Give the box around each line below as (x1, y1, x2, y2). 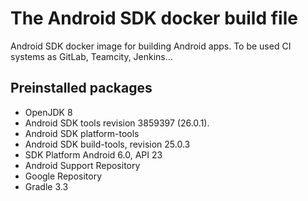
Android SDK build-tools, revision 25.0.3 (24, 138, 191, 150)
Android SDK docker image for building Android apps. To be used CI (10, 40, 292, 52)
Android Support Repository (24, 159, 141, 171)
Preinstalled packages (10, 80, 153, 97)
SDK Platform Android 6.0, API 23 (24, 148, 163, 161)
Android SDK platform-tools (24, 127, 140, 139)
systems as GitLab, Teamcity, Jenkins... (10, 50, 173, 62)
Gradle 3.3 (24, 180, 69, 192)
